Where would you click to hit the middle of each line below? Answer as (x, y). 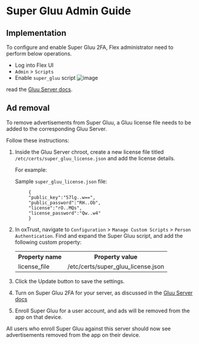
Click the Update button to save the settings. (70, 281)
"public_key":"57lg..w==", (62, 197)
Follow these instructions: (38, 140)
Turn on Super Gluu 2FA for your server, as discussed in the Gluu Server (104, 293)
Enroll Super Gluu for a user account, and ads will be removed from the (102, 311)
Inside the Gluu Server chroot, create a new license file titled (89, 152)
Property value (116, 256)
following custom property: (48, 242)
